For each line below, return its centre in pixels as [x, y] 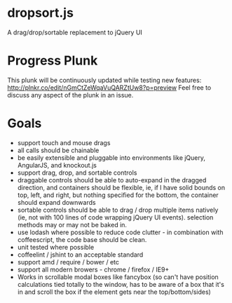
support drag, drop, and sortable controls [77, 173]
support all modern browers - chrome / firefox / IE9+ [93, 269]
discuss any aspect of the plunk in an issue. [70, 95]
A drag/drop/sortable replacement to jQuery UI [75, 32]
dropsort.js [40, 13]
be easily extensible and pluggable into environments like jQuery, [111, 157]
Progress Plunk [53, 61]
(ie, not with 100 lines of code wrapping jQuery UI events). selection [115, 217]
